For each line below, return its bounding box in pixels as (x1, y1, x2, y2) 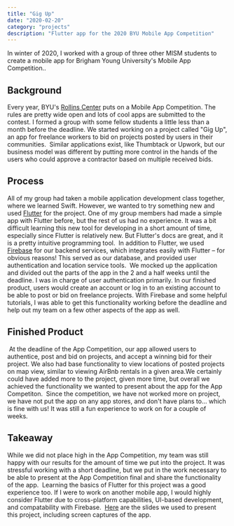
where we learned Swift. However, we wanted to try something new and (7, 201, 215, 210)
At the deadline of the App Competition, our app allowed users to (8, 344, 197, 353)
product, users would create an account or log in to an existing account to (7, 283, 221, 292)
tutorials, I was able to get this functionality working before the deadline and (7, 298, 227, 306)
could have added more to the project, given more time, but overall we (7, 375, 210, 383)
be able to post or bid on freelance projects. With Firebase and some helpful (7, 290, 228, 299)
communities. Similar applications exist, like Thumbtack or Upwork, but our (7, 140, 226, 149)
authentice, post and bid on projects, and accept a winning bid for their (7, 352, 212, 360)
